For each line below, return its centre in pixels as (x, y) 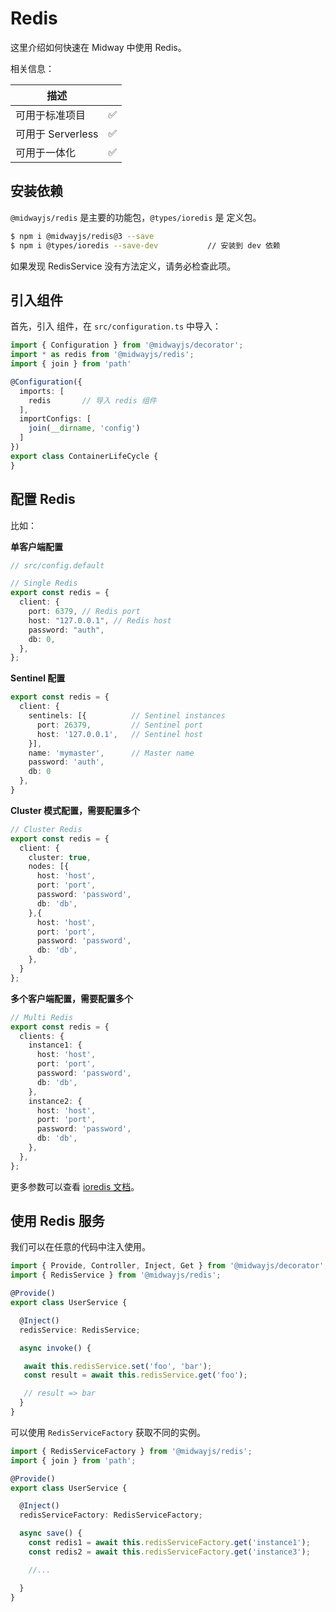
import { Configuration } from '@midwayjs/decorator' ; (127, 345)
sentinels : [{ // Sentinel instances (127, 716)
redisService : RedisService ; (80, 1330)
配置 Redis (43, 499)
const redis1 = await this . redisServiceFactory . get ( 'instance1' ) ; (169, 1543)
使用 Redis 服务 (57, 1221)
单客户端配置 (36, 546)
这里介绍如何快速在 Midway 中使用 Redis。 (98, 47)
